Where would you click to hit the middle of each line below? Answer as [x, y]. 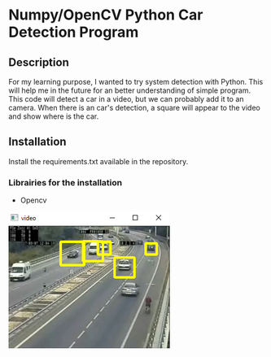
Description [39, 62]
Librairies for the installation [66, 182]
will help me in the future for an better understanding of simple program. [129, 90]
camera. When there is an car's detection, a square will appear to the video [134, 108]
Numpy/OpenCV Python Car [106, 15]
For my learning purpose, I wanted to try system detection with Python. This [136, 82]
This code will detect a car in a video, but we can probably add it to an [126, 99]
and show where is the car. [54, 116]
